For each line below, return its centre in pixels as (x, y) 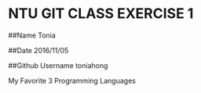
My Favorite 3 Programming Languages (72, 80)
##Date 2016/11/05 (38, 50)
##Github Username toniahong (58, 65)
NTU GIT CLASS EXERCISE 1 (101, 14)
